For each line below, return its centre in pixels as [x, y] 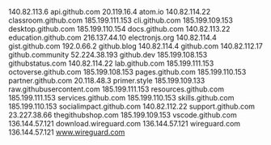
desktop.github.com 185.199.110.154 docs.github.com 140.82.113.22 [119, 29]
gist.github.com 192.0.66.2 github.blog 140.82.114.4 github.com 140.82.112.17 [135, 46]
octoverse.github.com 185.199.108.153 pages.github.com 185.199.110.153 [127, 72]
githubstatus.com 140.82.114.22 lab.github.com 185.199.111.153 [111, 63]
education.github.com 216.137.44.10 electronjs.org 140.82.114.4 [112, 37]
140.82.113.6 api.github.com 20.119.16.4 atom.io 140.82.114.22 [110, 12]
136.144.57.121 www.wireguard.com [67, 132]
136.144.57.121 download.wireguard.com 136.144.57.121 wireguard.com [125, 124]
